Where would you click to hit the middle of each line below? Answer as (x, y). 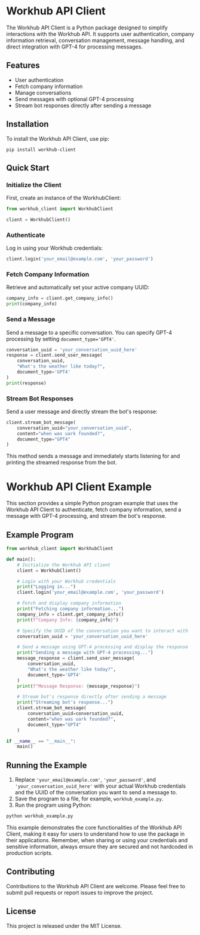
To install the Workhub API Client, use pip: (58, 138)
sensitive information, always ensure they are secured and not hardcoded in (100, 846)
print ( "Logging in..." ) (47, 587)
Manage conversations (43, 92)
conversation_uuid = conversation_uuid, (76, 714)
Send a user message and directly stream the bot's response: (82, 411)
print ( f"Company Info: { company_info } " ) (68, 620)
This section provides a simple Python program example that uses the (92, 503)
